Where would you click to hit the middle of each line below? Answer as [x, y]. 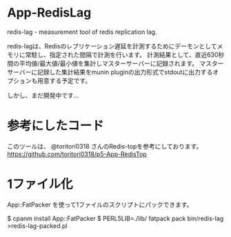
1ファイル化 [40, 184]
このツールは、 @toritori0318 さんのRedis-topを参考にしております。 [105, 146]
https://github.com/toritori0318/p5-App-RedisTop [77, 154]
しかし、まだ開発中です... [43, 95]
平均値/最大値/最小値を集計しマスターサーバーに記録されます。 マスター [121, 63]
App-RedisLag [49, 13]
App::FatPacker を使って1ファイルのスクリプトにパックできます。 [100, 205]
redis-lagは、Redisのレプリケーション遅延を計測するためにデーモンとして [112, 46]
